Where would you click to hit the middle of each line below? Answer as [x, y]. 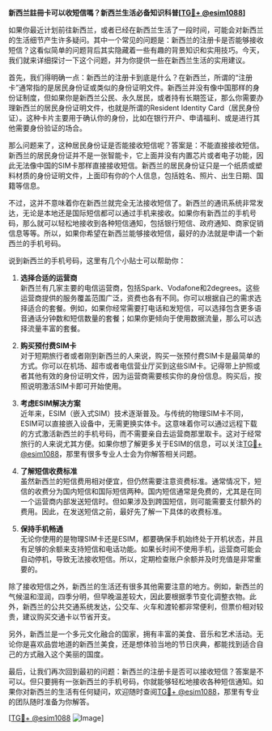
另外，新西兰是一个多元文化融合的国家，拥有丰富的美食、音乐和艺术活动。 [132, 634]
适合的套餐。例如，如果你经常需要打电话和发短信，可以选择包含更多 [141, 308]
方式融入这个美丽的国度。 [65, 654]
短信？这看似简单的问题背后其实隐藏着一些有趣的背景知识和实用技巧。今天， [136, 50]
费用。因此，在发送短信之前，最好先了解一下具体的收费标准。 [123, 512]
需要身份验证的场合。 [51, 128]
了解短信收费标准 [49, 471]
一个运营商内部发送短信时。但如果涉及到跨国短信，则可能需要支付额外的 [140, 501]
